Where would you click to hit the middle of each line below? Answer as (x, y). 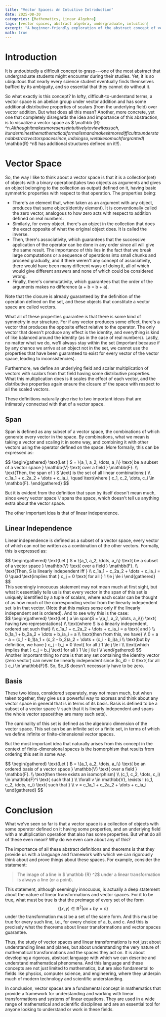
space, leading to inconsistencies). (41, 358)
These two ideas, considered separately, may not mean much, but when (79, 693)
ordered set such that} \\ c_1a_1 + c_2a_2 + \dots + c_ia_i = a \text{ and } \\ (80, 629)
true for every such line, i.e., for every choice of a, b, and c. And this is (77, 921)
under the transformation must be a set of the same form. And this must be (82, 917)
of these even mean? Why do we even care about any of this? (68, 840)
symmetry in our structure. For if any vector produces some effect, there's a (83, 322)
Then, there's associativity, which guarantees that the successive (79, 239)
